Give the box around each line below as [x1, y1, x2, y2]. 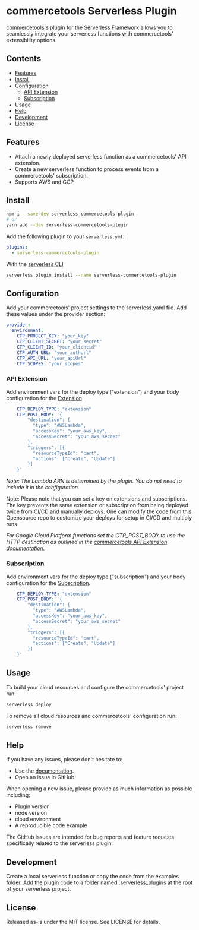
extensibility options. [6, 36, 57, 43]
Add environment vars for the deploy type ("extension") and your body [6, 388, 179, 396]
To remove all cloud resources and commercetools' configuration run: [6, 712, 177, 719]
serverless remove [6, 723, 52, 730]
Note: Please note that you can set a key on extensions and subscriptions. [6, 495, 188, 502]
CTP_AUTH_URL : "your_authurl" [17, 349, 92, 356]
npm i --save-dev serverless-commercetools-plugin [6, 211, 134, 217]
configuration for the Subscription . [6, 579, 91, 586]
